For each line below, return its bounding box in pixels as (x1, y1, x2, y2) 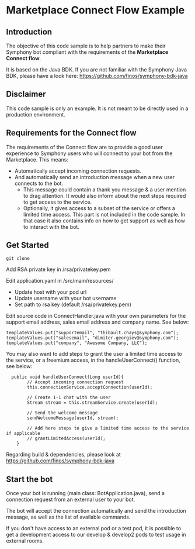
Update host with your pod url (14, 289, 87, 296)
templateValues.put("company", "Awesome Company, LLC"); (6, 340, 148, 346)
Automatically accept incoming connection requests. (14, 167, 142, 174)
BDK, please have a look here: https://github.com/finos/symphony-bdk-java (6, 73, 188, 79)
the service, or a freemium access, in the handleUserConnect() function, (6, 356, 181, 363)
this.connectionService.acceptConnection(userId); (27, 385, 153, 390)
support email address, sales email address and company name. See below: (6, 318, 189, 325)
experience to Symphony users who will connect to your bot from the (6, 150, 173, 157)
